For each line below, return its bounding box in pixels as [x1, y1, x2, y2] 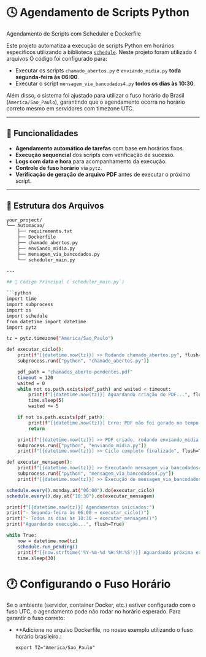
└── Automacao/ [6, 223, 45, 229]
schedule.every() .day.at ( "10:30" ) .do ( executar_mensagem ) [6, 493, 155, 499]
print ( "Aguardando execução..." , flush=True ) [6, 521, 124, 528]
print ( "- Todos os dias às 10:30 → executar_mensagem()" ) [6, 515, 158, 522]
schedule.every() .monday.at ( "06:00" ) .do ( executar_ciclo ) [6, 487, 155, 493]
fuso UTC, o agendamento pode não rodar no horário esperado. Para [6, 608, 181, 615]
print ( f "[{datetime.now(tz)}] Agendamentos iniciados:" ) [6, 504, 155, 510]
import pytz [6, 324, 37, 331]
